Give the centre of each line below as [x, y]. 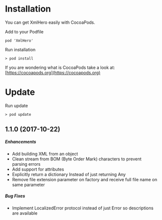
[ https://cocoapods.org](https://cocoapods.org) [53, 72]
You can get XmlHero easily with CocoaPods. [50, 22]
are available [25, 213]
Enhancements [21, 141]
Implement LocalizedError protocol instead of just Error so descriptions [83, 208]
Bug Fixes [15, 196]
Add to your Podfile [24, 31]
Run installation [20, 49]
